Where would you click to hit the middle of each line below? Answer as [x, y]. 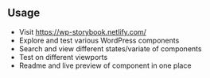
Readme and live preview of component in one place [105, 65]
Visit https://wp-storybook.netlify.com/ [82, 32]
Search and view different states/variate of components [110, 48]
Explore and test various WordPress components [99, 40]
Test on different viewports [63, 57]
